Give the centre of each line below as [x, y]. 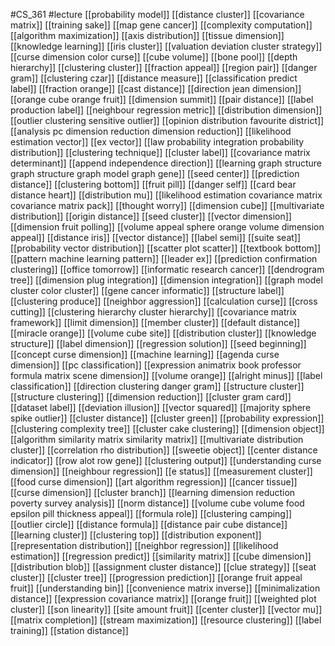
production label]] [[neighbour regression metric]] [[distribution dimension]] [166, 110]
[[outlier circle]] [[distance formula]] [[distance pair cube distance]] [149, 524]
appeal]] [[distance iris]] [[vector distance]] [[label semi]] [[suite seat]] [156, 237]
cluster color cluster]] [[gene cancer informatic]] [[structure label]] [147, 290]
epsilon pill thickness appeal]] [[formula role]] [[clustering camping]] [151, 513]
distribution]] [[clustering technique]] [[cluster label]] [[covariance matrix [160, 152]
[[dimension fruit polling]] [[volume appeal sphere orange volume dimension [167, 227]
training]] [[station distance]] [69, 630]
